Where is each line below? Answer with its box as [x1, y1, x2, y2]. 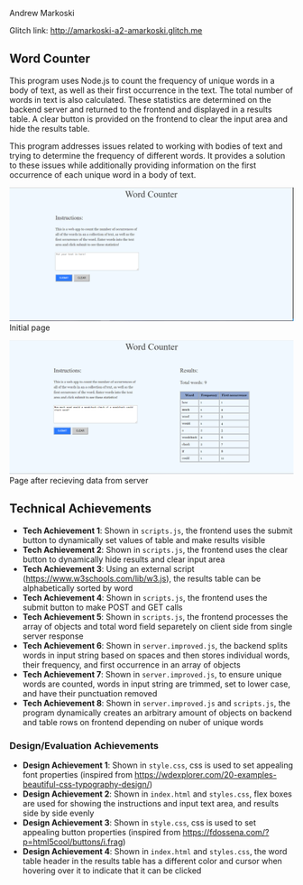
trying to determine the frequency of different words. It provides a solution [9, 150, 286, 161]
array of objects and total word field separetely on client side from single [22, 621, 293, 631]
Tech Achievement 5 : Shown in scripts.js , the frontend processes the [22, 611, 289, 622]
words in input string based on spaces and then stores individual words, [22, 650, 290, 660]
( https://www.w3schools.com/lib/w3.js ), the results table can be [22, 573, 262, 584]
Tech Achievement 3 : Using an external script [22, 563, 196, 574]
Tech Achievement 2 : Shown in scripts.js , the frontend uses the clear [22, 544, 289, 555]
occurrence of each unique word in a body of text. [9, 169, 197, 180]
